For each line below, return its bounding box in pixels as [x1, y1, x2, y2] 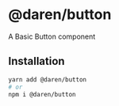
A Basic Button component [8, 32, 96, 41]
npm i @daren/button [8, 90, 77, 98]
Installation [8, 55, 65, 68]
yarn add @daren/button [8, 75, 87, 84]
